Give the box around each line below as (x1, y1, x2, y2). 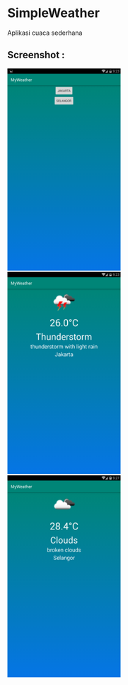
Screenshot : (7, 49, 65, 61)
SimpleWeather (7, 5, 100, 21)
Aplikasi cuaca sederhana (7, 28, 83, 37)
